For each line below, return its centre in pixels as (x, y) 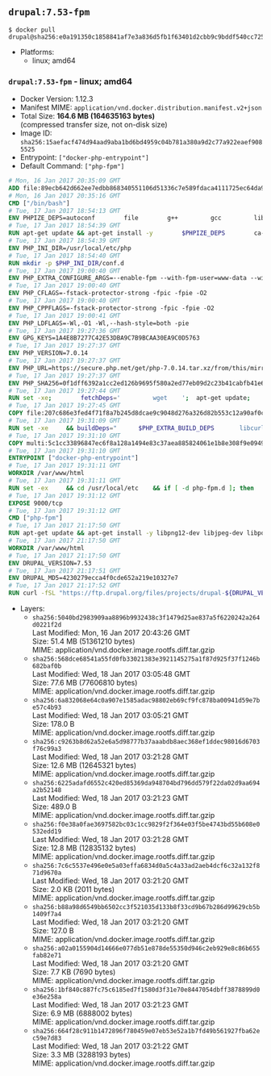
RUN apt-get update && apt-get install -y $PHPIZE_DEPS (117, 233)
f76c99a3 (47, 749)
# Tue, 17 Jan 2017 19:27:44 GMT (65, 390)
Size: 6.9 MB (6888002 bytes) (82, 1013)
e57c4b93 (47, 708)
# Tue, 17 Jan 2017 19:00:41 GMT (65, 315)
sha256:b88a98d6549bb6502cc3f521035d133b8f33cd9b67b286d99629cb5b (146, 907)
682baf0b (47, 666)
